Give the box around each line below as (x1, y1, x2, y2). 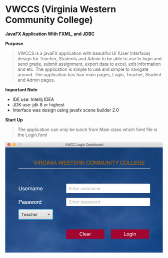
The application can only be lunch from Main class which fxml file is (17, 126, 157, 133)
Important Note (5, 86, 38, 92)
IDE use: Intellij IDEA (12, 96, 54, 102)
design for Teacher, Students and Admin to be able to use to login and (17, 55, 162, 61)
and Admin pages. (17, 77, 55, 83)
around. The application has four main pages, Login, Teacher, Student (17, 71, 161, 77)
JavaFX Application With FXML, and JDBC (5, 31, 95, 37)
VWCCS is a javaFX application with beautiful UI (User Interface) (17, 50, 150, 56)
